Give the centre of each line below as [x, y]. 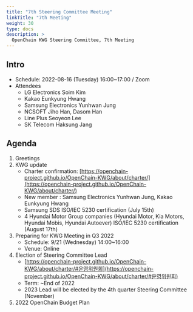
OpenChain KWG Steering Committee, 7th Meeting [73, 40]
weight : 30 [20, 23]
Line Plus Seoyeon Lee [53, 118]
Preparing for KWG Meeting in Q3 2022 [64, 236]
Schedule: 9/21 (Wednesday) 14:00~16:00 [76, 242]
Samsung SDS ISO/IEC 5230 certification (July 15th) [89, 209]
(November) [39, 296]
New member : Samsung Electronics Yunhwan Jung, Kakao [98, 197]
